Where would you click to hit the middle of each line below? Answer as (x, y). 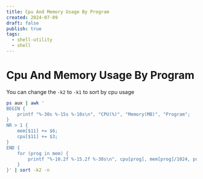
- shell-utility (32, 40)
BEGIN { (16, 108)
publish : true (24, 29)
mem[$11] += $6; (38, 131)
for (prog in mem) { (43, 153)
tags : (13, 34)
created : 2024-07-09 (32, 17)
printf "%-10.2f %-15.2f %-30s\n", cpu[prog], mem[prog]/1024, (109, 159)
